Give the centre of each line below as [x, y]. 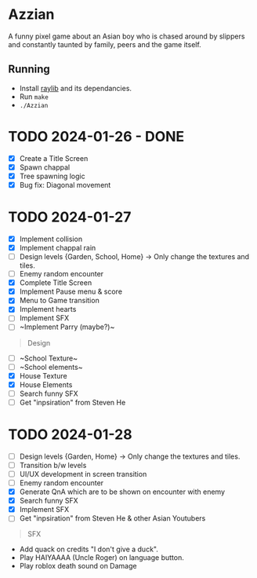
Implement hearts [48, 309]
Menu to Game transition [59, 301]
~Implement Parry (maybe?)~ [67, 327]
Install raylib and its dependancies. [75, 88]
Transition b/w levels [53, 465]
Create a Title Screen [54, 158]
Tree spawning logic [52, 176]
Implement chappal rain [58, 247]
